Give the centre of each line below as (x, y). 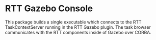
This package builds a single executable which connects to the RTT (73, 22)
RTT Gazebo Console (49, 9)
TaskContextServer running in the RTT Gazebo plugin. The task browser (78, 27)
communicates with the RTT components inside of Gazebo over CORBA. (78, 32)
